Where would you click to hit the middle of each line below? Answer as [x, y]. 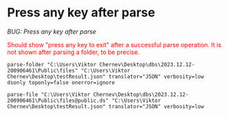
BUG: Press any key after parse [52, 31]
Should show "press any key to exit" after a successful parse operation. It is [114, 44]
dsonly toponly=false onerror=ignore [61, 82]
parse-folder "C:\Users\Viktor [52, 64]
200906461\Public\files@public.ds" [58, 101]
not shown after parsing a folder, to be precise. [73, 52]
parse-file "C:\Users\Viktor [49, 94]
